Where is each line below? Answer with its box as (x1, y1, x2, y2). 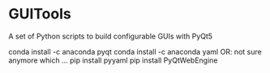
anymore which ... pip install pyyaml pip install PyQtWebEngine (8, 55, 218, 65)
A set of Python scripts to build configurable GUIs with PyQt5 (8, 31, 213, 41)
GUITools (8, 5, 71, 23)
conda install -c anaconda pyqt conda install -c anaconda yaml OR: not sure (8, 47, 262, 56)
